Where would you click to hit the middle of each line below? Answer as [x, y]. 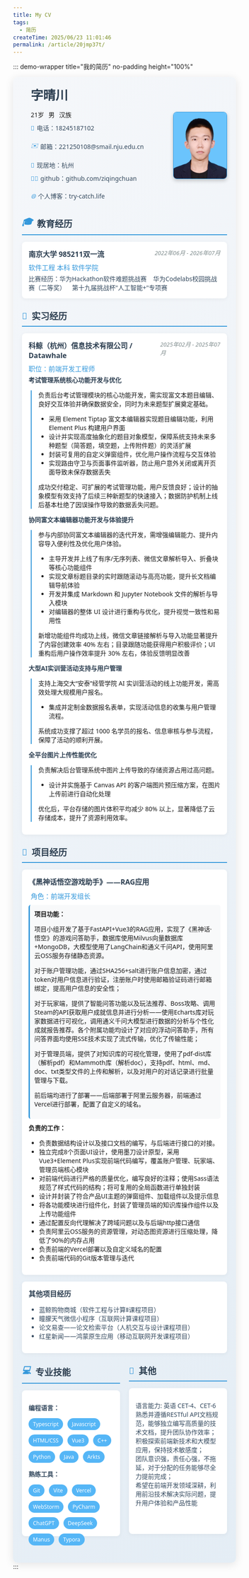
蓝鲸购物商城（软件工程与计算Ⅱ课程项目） [99, 1310]
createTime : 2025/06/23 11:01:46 [62, 37]
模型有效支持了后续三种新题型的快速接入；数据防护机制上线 [131, 496]
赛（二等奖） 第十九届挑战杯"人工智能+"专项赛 [98, 288]
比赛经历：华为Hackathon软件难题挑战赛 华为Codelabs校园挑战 [123, 279]
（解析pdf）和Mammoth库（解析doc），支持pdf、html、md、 [124, 1063]
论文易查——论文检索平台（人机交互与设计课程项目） [116, 1328]
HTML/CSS [46, 1441]
